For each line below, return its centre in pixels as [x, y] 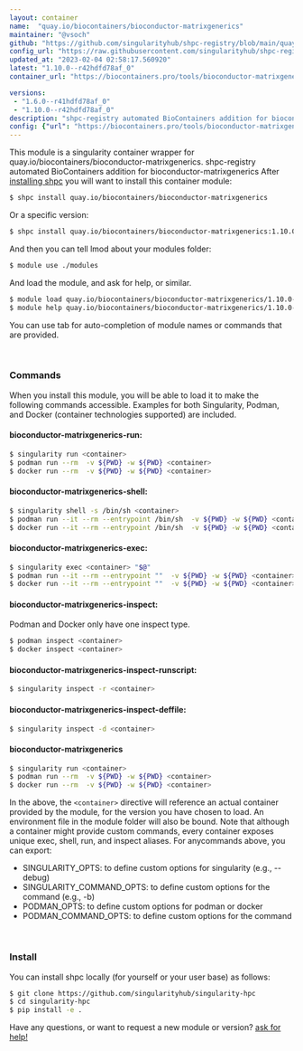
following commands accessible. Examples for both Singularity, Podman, [144, 404]
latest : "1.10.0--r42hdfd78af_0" [72, 69]
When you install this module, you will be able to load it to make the [134, 395]
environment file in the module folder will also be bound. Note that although [150, 822]
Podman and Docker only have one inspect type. [100, 624]
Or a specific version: [49, 215]
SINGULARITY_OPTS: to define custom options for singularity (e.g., [147, 868]
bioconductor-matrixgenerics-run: [76, 435]
